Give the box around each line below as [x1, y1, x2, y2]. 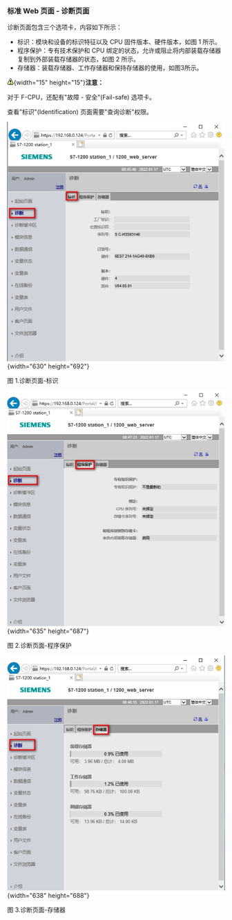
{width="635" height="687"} [7, 627, 90, 635]
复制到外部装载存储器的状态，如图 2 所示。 [17, 55, 140, 64]
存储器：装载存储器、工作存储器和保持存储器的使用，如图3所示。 [17, 64, 203, 72]
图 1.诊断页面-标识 [7, 376, 59, 384]
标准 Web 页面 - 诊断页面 [7, 6, 90, 15]
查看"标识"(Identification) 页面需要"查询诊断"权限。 [7, 108, 153, 116]
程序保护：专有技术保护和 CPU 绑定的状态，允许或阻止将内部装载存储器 [17, 46, 222, 55]
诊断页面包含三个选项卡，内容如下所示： [7, 23, 122, 32]
